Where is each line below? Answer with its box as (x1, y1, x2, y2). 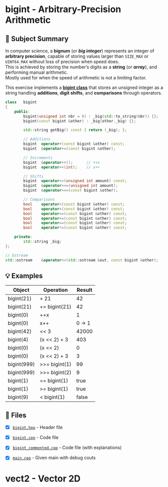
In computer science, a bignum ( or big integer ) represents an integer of (5, 48, 154, 54)
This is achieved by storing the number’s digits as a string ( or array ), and (5, 64, 157, 70)
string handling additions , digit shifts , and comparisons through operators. (5, 90, 162, 96)
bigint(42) (8, 328, 32, 335)
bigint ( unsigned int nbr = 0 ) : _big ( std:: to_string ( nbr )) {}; (23, 114, 159, 119)
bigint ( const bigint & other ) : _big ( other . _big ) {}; (23, 118, 136, 123)
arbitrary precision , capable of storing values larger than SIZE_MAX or (5, 53, 149, 59)
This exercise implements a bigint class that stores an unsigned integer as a (5, 84, 163, 91)
